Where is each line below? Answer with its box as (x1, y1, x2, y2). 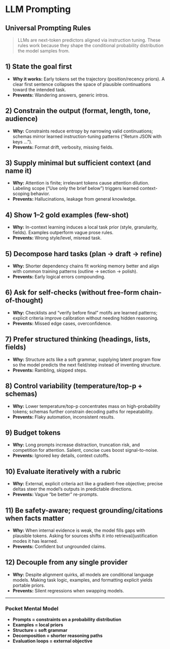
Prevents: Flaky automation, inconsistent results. (12, 413, 115, 420)
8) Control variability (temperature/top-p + (5, 382, 143, 390)
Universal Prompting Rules (5, 24, 91, 32)
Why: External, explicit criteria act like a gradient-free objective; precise (12, 481, 163, 487)
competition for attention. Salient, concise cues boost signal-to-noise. (12, 447, 158, 453)
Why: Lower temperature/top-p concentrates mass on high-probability (12, 403, 160, 409)
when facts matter (5, 514, 64, 523)
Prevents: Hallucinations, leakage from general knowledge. (12, 196, 137, 202)
